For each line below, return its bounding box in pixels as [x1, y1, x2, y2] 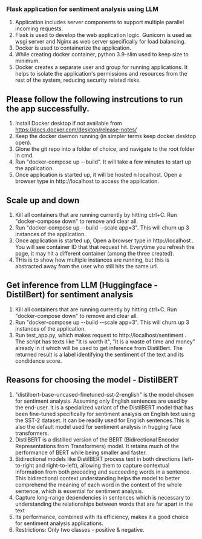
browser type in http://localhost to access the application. [15, 177, 159, 185]
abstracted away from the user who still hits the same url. [15, 262, 158, 269]
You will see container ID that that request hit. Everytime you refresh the [15, 243, 195, 250]
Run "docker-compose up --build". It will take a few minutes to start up [15, 158, 192, 165]
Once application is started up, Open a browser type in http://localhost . [15, 237, 194, 244]
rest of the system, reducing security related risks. [15, 76, 141, 84]
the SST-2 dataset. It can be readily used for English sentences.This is [15, 417, 190, 424]
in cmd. [15, 152, 34, 159]
